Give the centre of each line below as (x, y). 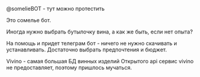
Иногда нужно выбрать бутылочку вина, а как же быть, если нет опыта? (100, 32)
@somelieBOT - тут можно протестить (55, 9)
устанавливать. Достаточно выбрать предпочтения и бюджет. (87, 50)
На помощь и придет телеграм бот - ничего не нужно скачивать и (92, 43)
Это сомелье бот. (29, 20)
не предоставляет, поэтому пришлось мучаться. (69, 67)
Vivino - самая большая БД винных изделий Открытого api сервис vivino (100, 61)
